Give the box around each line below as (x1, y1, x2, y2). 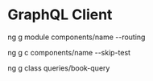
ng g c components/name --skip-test (7, 47, 130, 57)
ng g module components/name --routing (7, 32, 146, 42)
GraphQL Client (7, 6, 113, 24)
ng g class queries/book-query (7, 63, 110, 73)
